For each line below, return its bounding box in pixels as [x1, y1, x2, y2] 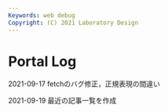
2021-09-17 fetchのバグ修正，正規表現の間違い [8, 79, 161, 89]
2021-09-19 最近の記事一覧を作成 [8, 96, 117, 106]
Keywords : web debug [8, 11, 76, 20]
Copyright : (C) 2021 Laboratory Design [8, 19, 139, 27]
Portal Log [8, 52, 77, 70]
